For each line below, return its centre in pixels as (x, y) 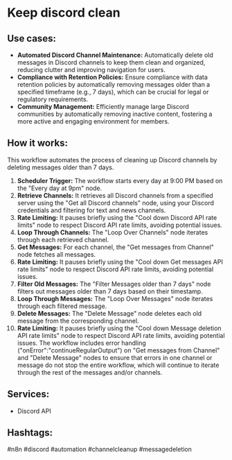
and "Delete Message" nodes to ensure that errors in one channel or (115, 357)
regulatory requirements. (53, 99)
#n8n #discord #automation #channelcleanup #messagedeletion (100, 450)
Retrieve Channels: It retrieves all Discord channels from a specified (115, 195)
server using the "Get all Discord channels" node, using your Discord (116, 203)
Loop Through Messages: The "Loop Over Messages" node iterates (115, 298)
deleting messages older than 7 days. (61, 167)
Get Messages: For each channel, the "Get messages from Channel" (116, 247)
